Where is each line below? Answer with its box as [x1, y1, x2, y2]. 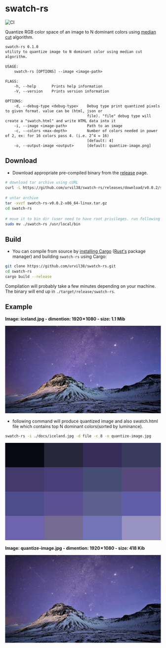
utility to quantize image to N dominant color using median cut [5, 49, 142, 54]
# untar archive [5, 196, 39, 201]
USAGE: [5, 64, 19, 69]
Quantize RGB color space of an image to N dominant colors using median [5, 29, 157, 35]
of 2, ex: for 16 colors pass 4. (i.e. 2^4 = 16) [5, 133, 110, 138]
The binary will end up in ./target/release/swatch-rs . [5, 289, 115, 295]
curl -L [5, 185, 21, 190]
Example [5, 302, 33, 311]
